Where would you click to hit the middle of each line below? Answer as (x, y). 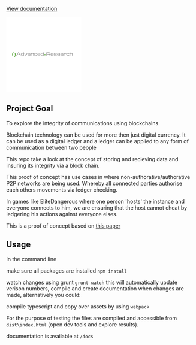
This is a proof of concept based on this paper (64, 226)
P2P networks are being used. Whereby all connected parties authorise (94, 183)
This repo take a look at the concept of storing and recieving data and (92, 159)
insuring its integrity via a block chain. (53, 165)
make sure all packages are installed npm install (67, 270)
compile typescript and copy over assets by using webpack (78, 306)
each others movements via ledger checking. (62, 190)
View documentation (32, 9)
